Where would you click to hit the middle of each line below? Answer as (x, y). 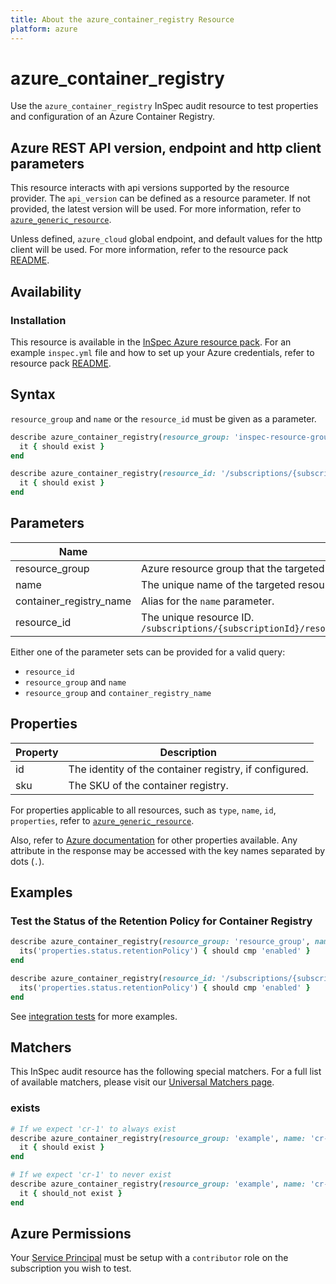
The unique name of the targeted (218, 584)
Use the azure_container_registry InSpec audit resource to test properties (164, 106)
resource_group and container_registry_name (118, 692)
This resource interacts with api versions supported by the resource (150, 188)
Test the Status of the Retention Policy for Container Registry (161, 921)
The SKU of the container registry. (148, 785)
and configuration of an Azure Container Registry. (112, 117)
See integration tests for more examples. (94, 1016)
